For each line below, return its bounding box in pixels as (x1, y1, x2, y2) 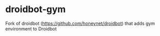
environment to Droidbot (5, 25, 57, 31)
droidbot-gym (5, 4, 66, 15)
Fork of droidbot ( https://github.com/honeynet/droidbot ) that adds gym (5, 20, 155, 26)
